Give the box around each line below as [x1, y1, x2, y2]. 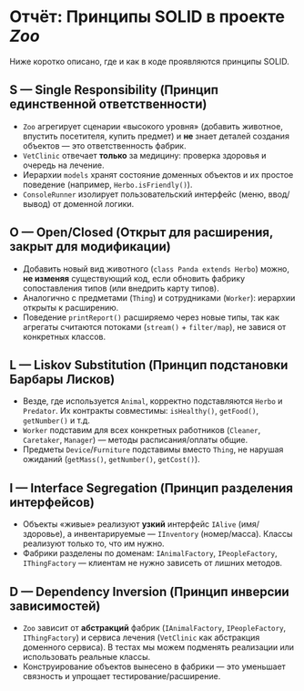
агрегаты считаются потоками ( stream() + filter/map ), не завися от [22, 321, 287, 332]
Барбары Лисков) [9, 371, 116, 387]
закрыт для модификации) [9, 239, 171, 254]
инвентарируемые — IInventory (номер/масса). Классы [74, 529, 293, 540]
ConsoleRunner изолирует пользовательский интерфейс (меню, [22, 189, 267, 200]
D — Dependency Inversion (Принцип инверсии [9, 583, 289, 599]
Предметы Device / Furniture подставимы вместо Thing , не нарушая [22, 444, 284, 455]
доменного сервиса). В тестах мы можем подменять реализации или [22, 642, 294, 653]
